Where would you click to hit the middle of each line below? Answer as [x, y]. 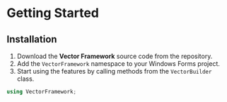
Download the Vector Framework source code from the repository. [115, 56]
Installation [32, 39]
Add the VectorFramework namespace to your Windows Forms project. [118, 64]
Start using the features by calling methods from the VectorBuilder [114, 71]
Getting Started [53, 13]
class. [25, 79]
